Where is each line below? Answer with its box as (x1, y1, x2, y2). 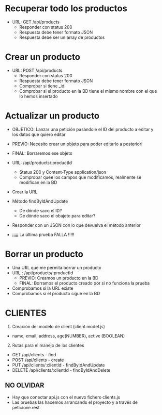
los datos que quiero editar (12, 132, 66, 137)
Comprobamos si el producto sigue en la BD (12, 290, 100, 296)
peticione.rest (12, 404, 40, 410)
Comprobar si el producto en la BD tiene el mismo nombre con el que (19, 88, 157, 94)
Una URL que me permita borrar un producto (12, 265, 102, 270)
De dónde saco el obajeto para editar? (19, 213, 96, 218)
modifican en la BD (19, 179, 57, 185)
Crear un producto (5, 51, 81, 63)
